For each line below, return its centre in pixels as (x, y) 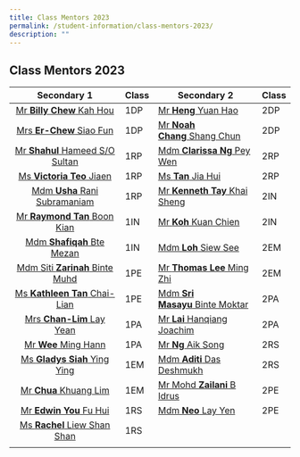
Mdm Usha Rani (65, 191)
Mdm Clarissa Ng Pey (204, 151)
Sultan (65, 162)
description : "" (39, 34)
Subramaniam (65, 202)
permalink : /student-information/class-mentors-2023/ (112, 26)
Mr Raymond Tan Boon (65, 217)
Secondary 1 (65, 96)
